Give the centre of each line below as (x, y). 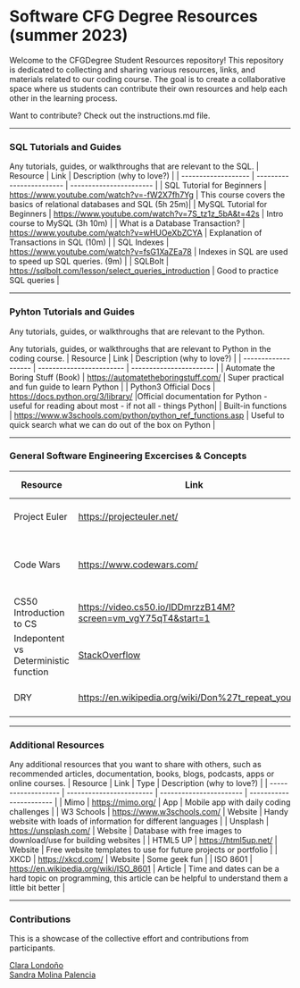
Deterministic (42, 660)
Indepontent (39, 638)
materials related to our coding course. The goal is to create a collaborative (147, 79)
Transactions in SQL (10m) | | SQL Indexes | (89, 242)
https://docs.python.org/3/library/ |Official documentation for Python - (138, 396)
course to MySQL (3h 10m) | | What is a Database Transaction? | (127, 223)
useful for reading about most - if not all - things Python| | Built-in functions (148, 406)
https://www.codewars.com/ (138, 565)
